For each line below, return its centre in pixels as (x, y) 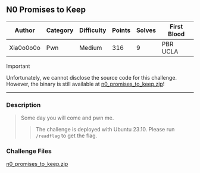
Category (60, 30)
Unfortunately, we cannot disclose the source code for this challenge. (92, 77)
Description (24, 105)
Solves (146, 30)
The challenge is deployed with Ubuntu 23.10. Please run (105, 130)
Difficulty (93, 30)
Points (121, 30)
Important (18, 66)
